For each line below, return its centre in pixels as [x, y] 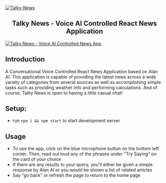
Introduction [25, 60]
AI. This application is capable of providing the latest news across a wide [81, 77]
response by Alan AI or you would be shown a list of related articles [82, 170]
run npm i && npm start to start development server [66, 121]
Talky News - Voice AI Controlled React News [85, 23]
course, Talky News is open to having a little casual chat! [64, 93]
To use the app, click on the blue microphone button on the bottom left [86, 149]
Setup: [16, 109]
